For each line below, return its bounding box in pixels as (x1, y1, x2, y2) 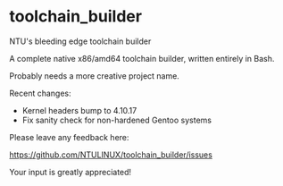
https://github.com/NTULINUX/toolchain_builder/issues (9, 149, 212, 160)
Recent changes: (9, 88, 71, 98)
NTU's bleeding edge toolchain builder (9, 36, 152, 46)
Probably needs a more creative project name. (9, 70, 180, 81)
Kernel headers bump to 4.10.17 (21, 105, 137, 115)
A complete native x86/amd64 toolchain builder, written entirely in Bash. (9, 53, 275, 63)
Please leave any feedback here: (9, 131, 129, 142)
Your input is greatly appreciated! (9, 166, 132, 177)
